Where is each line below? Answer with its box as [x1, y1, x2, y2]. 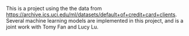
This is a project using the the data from [6, 5, 102, 12]
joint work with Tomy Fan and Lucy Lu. [6, 23, 99, 30]
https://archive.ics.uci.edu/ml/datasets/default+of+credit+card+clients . [6, 11, 177, 18]
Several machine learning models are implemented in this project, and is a [6, 17, 184, 24]
